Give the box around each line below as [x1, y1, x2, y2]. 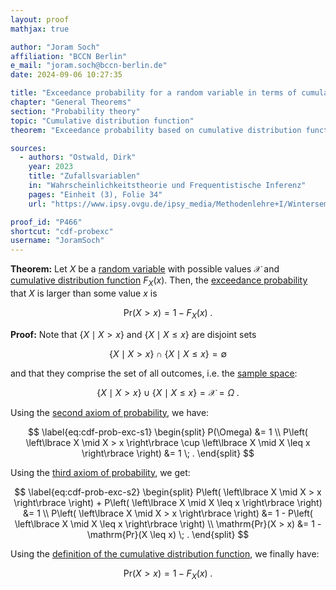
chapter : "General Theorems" [10, 97, 132, 107]
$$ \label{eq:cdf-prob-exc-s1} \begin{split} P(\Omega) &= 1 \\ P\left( [28, 426, 308, 438]
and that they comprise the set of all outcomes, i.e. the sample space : [10, 367, 298, 379]
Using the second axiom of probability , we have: [10, 406, 210, 418]
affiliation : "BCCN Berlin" [10, 51, 128, 61]
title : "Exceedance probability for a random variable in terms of [10, 88, 298, 98]
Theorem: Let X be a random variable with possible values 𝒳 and [10, 263, 280, 275]
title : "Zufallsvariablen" [28, 171, 141, 181]
